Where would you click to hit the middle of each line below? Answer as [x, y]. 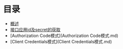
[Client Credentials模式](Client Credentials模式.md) [61, 41]
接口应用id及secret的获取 [35, 29]
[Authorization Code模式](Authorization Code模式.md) [64, 36]
